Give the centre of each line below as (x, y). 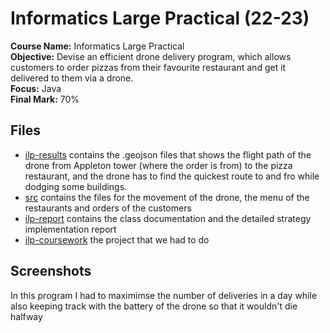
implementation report (70, 229)
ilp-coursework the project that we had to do (117, 239)
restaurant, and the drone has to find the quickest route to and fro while (172, 176)
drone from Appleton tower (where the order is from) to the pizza (158, 165)
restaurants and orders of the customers (108, 208)
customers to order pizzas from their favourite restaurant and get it (148, 67)
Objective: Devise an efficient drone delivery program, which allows (151, 56)
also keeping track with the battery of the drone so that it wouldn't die (154, 306)
